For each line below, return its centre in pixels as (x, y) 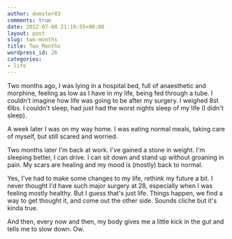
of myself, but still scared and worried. (63, 136)
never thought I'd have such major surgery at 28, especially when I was (110, 185)
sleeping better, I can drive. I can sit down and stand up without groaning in (116, 157)
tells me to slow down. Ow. (46, 229)
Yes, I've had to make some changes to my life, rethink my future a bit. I (110, 178)
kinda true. (23, 208)
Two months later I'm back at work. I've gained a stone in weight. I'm (106, 150)
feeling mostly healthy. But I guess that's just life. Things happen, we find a (115, 193)
